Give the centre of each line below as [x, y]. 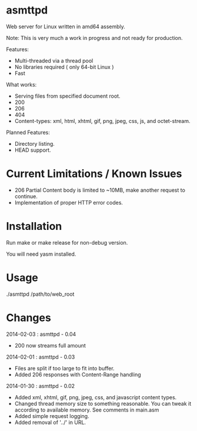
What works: [21, 84]
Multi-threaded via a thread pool [54, 61]
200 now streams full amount [50, 345]
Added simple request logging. [52, 416]
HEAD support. [33, 150]
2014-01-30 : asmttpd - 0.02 [41, 386]
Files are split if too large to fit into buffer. [64, 368]
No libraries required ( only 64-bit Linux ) [64, 67]
